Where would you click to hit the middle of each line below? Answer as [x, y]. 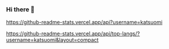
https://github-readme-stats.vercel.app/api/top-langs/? [73, 34]
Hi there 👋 [21, 9]
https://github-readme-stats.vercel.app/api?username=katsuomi [84, 22]
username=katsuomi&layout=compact [52, 40]
